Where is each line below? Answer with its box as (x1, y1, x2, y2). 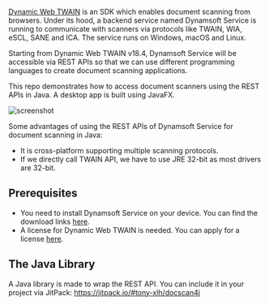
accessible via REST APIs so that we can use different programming (8, 57, 235, 67)
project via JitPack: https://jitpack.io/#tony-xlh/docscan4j (8, 287, 201, 297)
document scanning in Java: (8, 130, 103, 140)
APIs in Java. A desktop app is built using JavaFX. (8, 90, 176, 100)
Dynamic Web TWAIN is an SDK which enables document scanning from (8, 7, 251, 16)
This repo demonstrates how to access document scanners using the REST (8, 81, 260, 91)
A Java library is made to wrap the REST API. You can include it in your (8, 279, 245, 289)
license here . (19, 234, 64, 243)
